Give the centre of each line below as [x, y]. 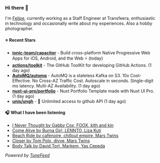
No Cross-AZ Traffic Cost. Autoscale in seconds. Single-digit [93, 81]
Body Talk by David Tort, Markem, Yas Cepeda [58, 146]
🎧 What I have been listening [35, 113]
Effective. [22, 81]
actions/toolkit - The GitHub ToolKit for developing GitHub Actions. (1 [82, 65]
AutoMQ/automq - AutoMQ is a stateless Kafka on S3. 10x [71, 75]
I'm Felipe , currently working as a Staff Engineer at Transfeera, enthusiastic [80, 18]
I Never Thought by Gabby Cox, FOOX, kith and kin [63, 125]
